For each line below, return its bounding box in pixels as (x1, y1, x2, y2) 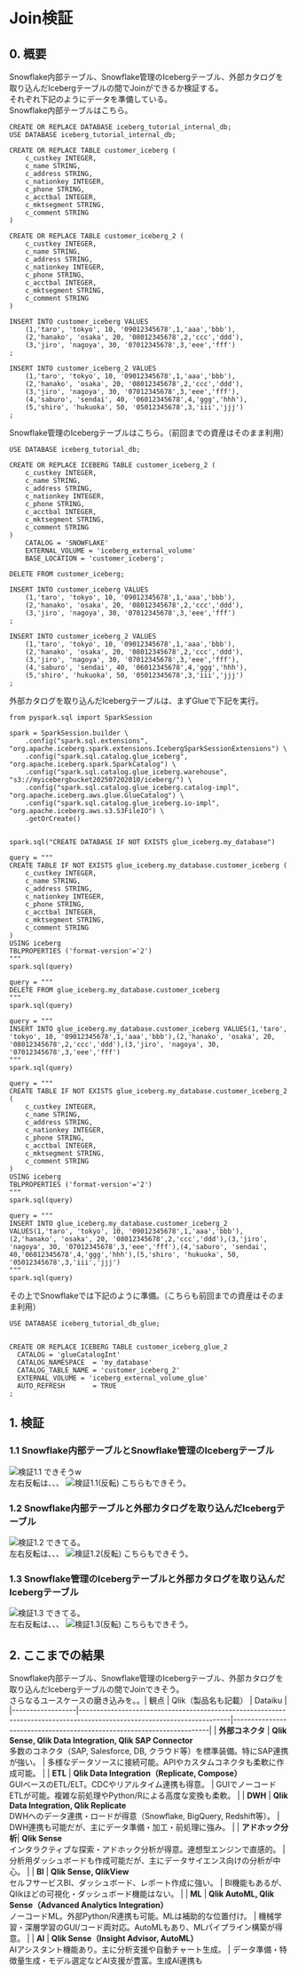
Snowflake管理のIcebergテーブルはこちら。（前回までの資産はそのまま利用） (9, 428, 289, 438)
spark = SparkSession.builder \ (9, 729, 129, 737)
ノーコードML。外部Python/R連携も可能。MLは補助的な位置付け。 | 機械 (9, 1911, 275, 1922)
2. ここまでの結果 (9, 1648, 105, 1663)
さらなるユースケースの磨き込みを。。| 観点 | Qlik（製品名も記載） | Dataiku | (9, 1696, 287, 1706)
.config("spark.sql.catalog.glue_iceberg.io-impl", (25, 799, 220, 808)
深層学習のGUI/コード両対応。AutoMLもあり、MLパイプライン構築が (24, 1922, 276, 1933)
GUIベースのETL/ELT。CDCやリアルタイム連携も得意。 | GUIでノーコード (9, 1779, 277, 1790)
